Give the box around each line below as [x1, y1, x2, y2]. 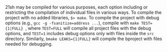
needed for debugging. [5, 41, 53, 47]
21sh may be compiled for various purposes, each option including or [5, 4, 148, 10]
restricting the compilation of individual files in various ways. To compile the [5, 9, 161, 15]
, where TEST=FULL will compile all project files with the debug [25, 25, 151, 31]
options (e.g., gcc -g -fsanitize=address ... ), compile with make [5, 20, 139, 26]
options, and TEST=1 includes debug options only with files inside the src [5, 31, 154, 36]
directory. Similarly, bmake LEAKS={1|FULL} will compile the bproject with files [5, 36, 162, 42]
